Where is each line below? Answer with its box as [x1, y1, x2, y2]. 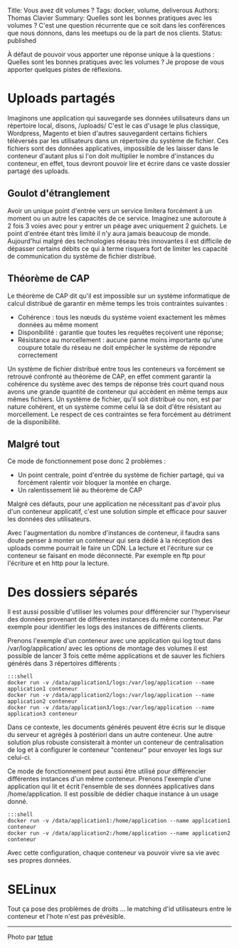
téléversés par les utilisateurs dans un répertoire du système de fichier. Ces [7, 136, 229, 145]
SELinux [7, 881, 57, 897]
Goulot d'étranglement [7, 187, 110, 200]
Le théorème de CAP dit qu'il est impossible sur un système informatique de [7, 292, 230, 300]
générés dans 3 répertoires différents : [7, 659, 121, 668]
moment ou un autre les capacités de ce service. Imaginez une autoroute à [7, 214, 227, 222]
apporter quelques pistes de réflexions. [7, 66, 123, 73]
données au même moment [17, 320, 98, 329]
